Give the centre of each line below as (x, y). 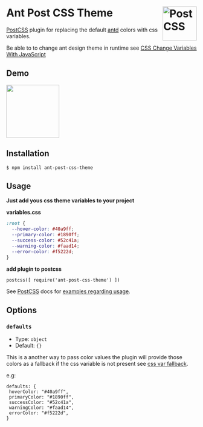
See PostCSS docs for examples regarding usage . (69, 291)
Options (22, 310)
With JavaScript (26, 54)
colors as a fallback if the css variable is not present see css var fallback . (97, 364)
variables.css (24, 213)
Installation (28, 154)
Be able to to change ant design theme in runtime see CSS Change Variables (102, 48)
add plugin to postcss (34, 269)
